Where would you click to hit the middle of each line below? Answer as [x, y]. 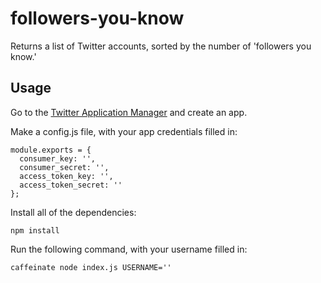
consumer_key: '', [58, 158]
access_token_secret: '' [71, 185]
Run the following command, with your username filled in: [129, 249]
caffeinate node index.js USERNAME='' [91, 267]
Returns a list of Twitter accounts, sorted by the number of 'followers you [161, 46]
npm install [35, 230]
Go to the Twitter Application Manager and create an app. [129, 112]
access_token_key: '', [66, 176]
